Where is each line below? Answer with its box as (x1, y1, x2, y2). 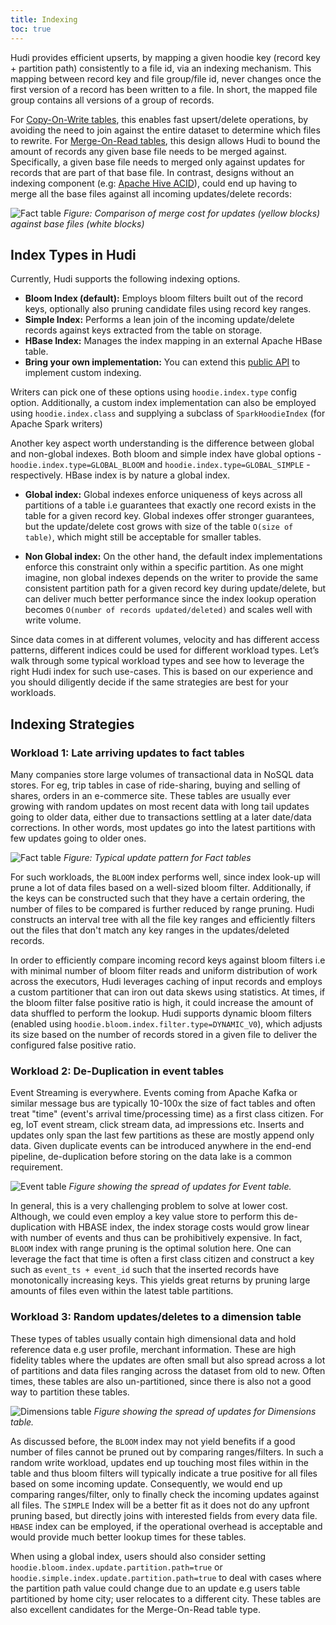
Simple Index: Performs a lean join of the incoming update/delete (24, 314, 295, 326)
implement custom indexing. (24, 367, 142, 379)
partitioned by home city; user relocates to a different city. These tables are (10, 1592, 322, 1605)
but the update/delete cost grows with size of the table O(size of (24, 521, 294, 533)
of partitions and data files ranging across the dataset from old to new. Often (10, 1364, 326, 1376)
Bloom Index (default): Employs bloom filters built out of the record (24, 292, 304, 305)
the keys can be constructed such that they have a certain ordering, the (10, 892, 306, 904)
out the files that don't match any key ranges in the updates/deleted (10, 924, 290, 936)
